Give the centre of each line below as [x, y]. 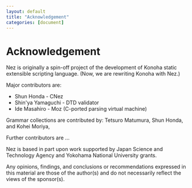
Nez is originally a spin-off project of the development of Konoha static [92, 67]
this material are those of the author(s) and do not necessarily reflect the [94, 173]
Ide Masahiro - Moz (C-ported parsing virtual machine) [81, 109]
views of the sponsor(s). [35, 179]
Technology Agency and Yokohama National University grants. [81, 155]
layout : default [26, 11]
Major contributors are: [34, 85]
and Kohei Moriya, [28, 127]
